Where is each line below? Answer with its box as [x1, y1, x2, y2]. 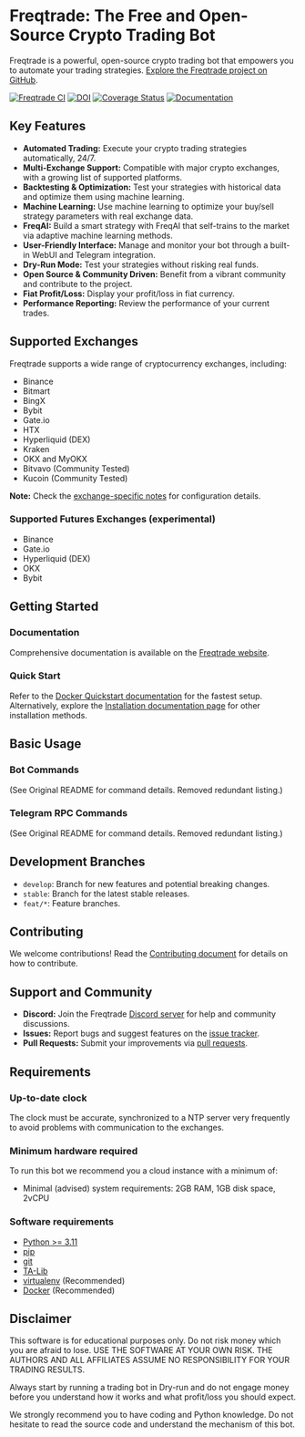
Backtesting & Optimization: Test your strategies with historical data [22, 181, 281, 192]
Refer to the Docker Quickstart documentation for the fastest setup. [9, 690, 263, 701]
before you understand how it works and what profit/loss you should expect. [9, 1391, 297, 1402]
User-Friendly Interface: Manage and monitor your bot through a [22, 239, 269, 251]
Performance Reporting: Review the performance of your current [22, 297, 270, 308]
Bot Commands [9, 763, 79, 776]
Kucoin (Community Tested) [22, 472, 128, 483]
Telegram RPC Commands [9, 807, 128, 820]
